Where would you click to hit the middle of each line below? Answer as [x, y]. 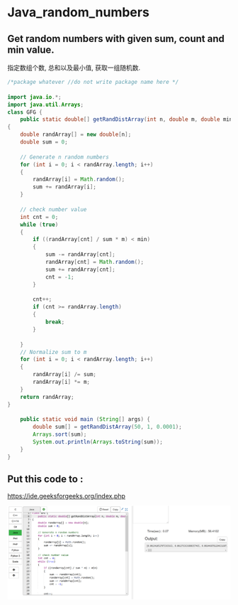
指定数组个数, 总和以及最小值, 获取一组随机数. [74, 68]
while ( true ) [39, 225]
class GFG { [25, 112]
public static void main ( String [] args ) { [85, 419]
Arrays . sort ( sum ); [60, 434]
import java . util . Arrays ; [45, 105]
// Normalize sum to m [53, 352]
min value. [31, 49]
